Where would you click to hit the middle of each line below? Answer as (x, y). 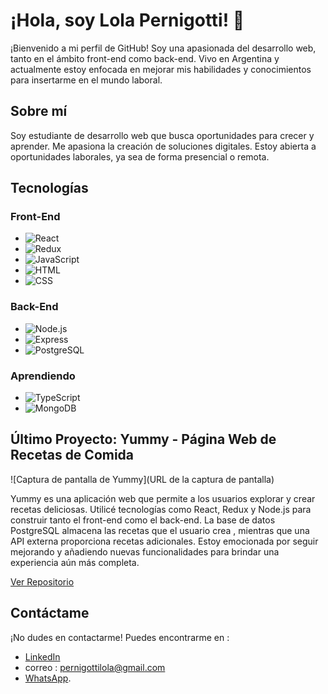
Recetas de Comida (72, 455)
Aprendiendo (43, 376)
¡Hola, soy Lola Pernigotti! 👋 (127, 20)
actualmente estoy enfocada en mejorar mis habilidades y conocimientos (161, 69)
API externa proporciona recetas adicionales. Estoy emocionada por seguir (164, 541)
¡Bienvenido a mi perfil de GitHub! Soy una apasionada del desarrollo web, (163, 48)
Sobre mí (39, 111)
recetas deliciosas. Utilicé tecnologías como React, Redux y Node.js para (161, 509)
